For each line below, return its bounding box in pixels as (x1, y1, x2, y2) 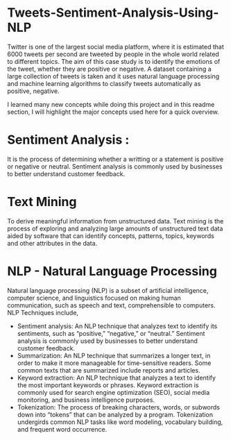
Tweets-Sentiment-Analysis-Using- (7, 5, 219, 21)
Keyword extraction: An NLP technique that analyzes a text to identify (17, 373, 216, 382)
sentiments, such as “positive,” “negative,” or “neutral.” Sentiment (17, 329, 205, 337)
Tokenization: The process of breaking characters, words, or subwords (17, 403, 221, 411)
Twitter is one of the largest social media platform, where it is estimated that (7, 42, 224, 51)
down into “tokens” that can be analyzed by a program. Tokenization (17, 410, 214, 418)
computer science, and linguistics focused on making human (7, 294, 182, 302)
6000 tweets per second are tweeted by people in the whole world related (7, 50, 220, 58)
